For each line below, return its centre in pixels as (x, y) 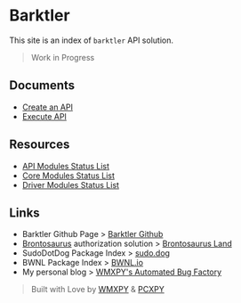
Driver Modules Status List (71, 184)
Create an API (48, 107)
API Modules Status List (65, 166)
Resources (40, 145)
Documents (42, 86)
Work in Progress (63, 57)
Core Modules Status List (68, 176)
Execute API (44, 116)
